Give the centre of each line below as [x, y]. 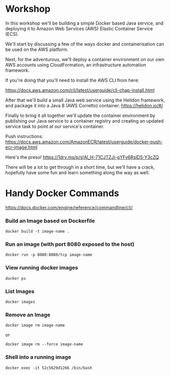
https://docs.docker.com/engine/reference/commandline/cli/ [69, 207]
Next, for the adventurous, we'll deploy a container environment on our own [85, 59]
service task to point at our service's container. [55, 126]
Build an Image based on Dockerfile [50, 221]
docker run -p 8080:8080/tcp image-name [49, 255]
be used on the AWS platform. [37, 49]
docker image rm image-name [35, 325]
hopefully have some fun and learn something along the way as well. [77, 172]
